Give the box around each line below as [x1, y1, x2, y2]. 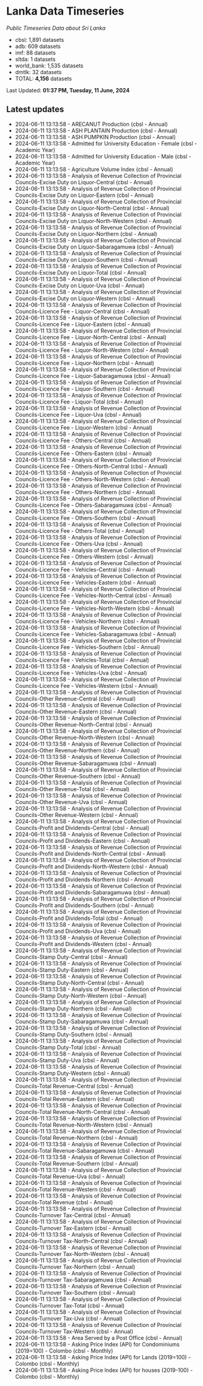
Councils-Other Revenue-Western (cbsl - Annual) [15, 811, 138, 818]
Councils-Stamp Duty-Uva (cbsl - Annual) [15, 1056, 120, 1064]
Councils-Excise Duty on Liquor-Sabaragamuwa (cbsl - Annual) [15, 243, 174, 250]
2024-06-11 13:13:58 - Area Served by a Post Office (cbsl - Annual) [15, 1334, 183, 1341]
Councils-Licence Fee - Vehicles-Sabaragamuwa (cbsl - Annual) [15, 630, 177, 637]
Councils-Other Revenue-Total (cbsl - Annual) [15, 785, 130, 792]
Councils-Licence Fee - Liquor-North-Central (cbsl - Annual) [15, 333, 167, 341]
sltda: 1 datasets [15, 55, 56, 63]
